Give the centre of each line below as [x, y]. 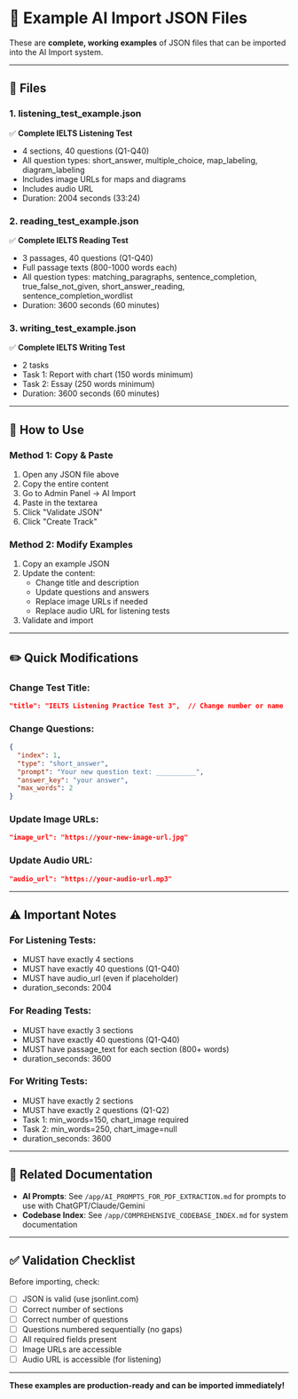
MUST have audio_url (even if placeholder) [100, 978]
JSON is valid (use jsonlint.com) [80, 1299]
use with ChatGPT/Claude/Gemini [83, 1205]
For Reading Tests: [50, 1011]
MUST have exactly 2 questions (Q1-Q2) [96, 1110]
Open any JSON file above [71, 474]
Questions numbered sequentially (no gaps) [102, 1329]
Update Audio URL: [51, 860]
